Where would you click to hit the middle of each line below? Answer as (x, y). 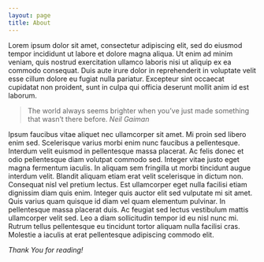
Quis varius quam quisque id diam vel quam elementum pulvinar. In (117, 201)
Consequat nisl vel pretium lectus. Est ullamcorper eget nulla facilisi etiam (128, 184)
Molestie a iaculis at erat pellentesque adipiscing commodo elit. (111, 234)
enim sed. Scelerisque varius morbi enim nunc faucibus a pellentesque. (124, 142)
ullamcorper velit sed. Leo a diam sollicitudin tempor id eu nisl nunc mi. (123, 218)
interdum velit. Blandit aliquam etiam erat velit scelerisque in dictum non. (126, 176)
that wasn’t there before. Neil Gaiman (88, 119)
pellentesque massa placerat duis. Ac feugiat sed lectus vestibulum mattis (128, 209)
